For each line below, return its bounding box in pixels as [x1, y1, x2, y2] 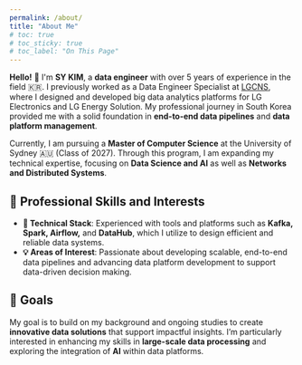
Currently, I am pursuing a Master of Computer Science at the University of [9, 138, 292, 149]
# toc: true [9, 30, 54, 39]
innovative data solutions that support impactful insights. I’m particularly [9, 326, 282, 337]
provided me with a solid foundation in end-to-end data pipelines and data [9, 110, 290, 122]
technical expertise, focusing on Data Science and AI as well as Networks [9, 158, 288, 168]
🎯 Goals [9, 293, 54, 308]
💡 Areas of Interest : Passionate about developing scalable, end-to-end [22, 246, 288, 257]
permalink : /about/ [9, 13, 83, 23]
